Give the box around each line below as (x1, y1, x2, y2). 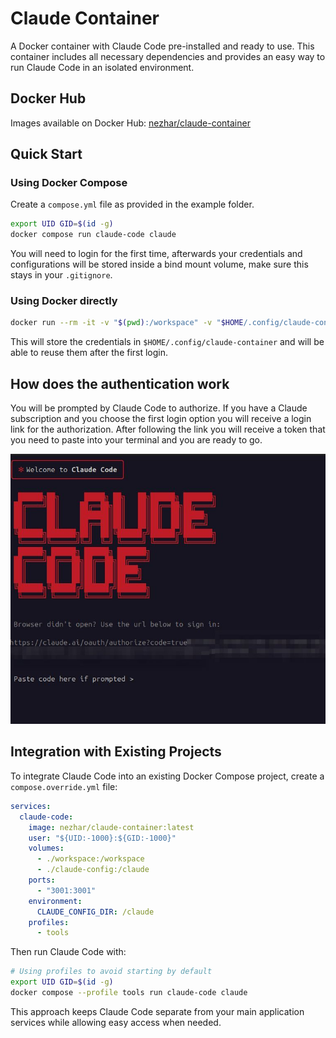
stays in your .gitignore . (10, 269, 113, 281)
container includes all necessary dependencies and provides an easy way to (10, 50, 326, 62)
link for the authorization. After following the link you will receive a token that (10, 423, 326, 436)
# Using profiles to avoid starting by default (10, 967, 213, 977)
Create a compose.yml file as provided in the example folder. (10, 198, 255, 211)
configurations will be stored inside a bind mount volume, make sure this (10, 258, 309, 271)
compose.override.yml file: (10, 780, 118, 792)
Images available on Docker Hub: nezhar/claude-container (10, 117, 251, 129)
